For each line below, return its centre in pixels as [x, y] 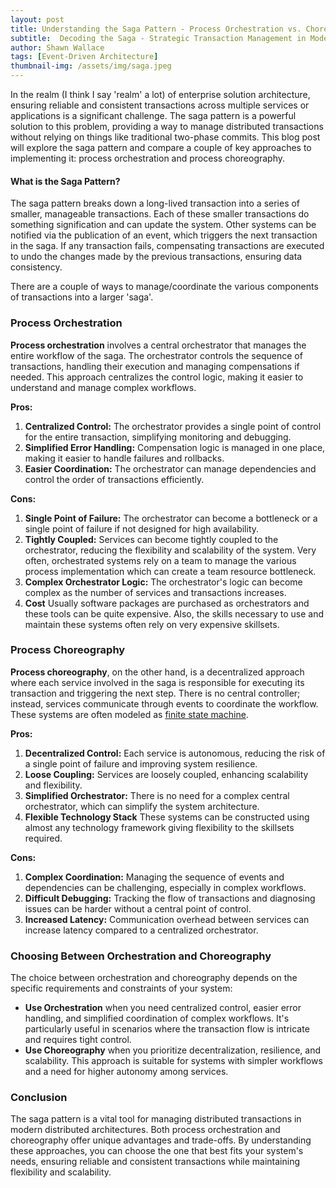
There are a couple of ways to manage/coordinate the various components [164, 287]
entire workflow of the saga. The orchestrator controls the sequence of [156, 355]
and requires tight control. [78, 1040]
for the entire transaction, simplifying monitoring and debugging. [158, 437]
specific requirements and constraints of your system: [121, 988]
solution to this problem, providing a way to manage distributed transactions [167, 126]
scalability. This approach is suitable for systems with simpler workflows [173, 1061]
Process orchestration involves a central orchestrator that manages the [158, 345]
